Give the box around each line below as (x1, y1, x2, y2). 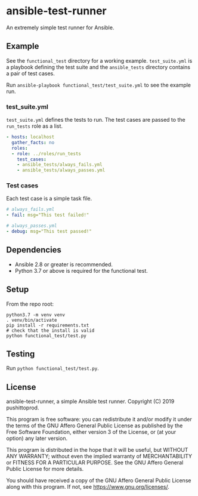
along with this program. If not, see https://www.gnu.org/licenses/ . (6, 483, 170, 491)
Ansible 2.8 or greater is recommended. (14, 261, 113, 268)
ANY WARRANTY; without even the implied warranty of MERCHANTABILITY (6, 452, 193, 460)
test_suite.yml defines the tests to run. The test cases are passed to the (6, 116, 186, 124)
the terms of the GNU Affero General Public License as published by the (6, 422, 183, 429)
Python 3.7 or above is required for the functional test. (14, 267, 148, 274)
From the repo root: (6, 300, 54, 307)
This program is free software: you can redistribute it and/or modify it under (6, 416, 192, 423)
